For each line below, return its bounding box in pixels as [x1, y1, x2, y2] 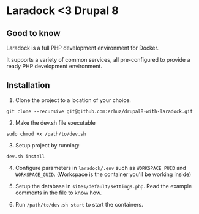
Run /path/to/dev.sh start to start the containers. [15, 201, 143, 208]
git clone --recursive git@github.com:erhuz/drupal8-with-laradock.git [6, 108, 193, 114]
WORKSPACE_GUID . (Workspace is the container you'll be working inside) [15, 171, 192, 178]
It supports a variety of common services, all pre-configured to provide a [6, 56, 190, 63]
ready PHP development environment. [6, 62, 103, 70]
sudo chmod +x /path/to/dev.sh [6, 131, 86, 137]
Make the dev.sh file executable [15, 119, 96, 126]
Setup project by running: [15, 141, 80, 149]
